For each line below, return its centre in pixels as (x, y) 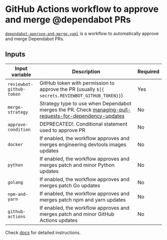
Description (86, 72)
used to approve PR (62, 130)
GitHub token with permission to (77, 83)
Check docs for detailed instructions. (43, 233)
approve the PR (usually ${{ (72, 89)
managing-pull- (112, 109)
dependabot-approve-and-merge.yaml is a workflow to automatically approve (82, 33)
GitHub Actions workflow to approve (82, 9)
